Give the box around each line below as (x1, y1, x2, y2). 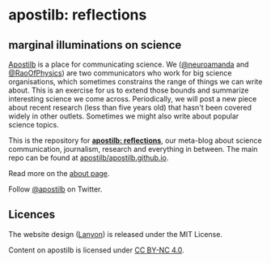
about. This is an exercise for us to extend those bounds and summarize (8, 85, 249, 95)
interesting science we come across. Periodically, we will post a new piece (8, 94, 257, 103)
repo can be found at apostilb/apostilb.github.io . (8, 153, 169, 162)
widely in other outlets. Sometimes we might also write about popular (8, 111, 239, 121)
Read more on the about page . (8, 169, 110, 178)
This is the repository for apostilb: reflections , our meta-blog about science (8, 136, 262, 145)
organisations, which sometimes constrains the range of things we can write (8, 77, 263, 86)
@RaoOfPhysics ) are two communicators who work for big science (8, 68, 232, 78)
